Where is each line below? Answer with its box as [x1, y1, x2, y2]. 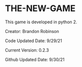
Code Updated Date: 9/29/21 [5, 37, 62, 44]
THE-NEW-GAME [5, 3, 76, 14]
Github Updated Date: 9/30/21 [5, 56, 65, 62]
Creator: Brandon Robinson [5, 28, 59, 34]
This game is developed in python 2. [5, 19, 77, 25]
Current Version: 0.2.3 [5, 47, 49, 53]
